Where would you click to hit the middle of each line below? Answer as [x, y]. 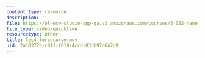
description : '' [27, 18]
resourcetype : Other [33, 34]
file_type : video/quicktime [42, 29]
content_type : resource [37, 12]
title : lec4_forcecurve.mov [42, 40]
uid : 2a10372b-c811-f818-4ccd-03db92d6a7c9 [63, 46]
